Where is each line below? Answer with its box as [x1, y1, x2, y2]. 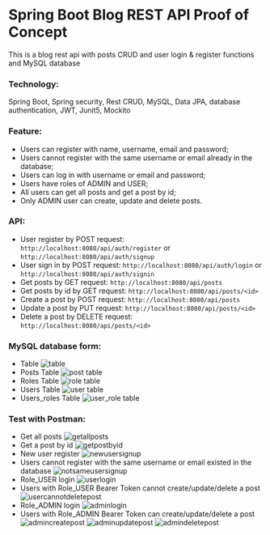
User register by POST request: [19, 234, 125, 244]
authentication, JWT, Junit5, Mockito [8, 105, 131, 115]
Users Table [19, 384, 61, 394]
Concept [8, 23, 68, 41]
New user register [19, 449, 81, 459]
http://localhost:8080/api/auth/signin [19, 270, 155, 278]
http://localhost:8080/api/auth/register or [19, 243, 171, 253]
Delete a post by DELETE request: [19, 312, 133, 321]
